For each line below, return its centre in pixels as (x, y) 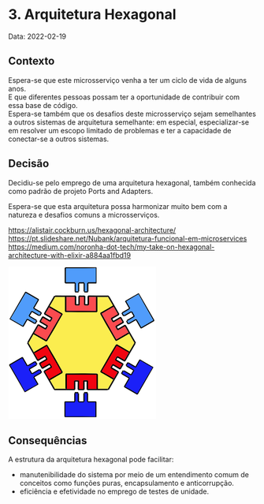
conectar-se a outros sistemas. (59, 139)
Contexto (32, 61)
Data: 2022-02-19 (37, 36)
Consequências (48, 441)
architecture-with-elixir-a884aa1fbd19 (70, 255)
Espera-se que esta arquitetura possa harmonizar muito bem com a (118, 206)
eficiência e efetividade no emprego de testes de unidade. (114, 491)
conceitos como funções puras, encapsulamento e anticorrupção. (127, 483)
